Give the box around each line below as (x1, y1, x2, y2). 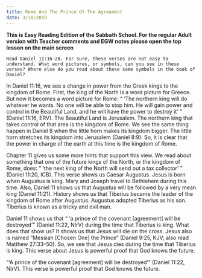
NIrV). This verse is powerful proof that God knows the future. (6, 265, 160, 272)
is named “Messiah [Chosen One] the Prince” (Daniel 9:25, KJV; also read (6, 234, 189, 241)
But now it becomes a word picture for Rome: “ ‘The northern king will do (6, 95, 188, 102)
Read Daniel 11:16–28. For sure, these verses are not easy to (6, 56, 169, 62)
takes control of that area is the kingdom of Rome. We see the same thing (6, 120, 189, 128)
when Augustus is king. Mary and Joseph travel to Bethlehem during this (6, 177, 187, 184)
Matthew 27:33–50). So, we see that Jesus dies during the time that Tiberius (6, 240, 196, 248)
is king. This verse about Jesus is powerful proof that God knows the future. (6, 247, 195, 254)
